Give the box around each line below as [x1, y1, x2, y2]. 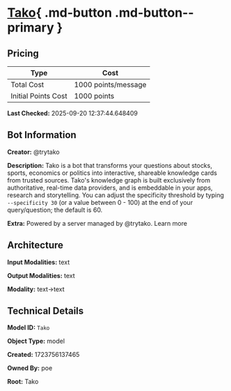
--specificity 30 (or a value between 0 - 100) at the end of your [7, 198, 193, 206]
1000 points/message [74, 80, 147, 89]
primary [7, 20, 54, 36]
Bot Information [7, 129, 77, 141]
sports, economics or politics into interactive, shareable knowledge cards [7, 169, 218, 177]
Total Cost [10, 80, 45, 89]
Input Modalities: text [7, 258, 70, 266]
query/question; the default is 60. [7, 206, 103, 214]
